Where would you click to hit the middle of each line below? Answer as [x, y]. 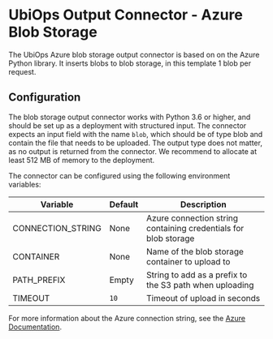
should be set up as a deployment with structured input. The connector [128, 125]
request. [22, 71]
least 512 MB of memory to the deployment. [82, 160]
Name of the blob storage [195, 251]
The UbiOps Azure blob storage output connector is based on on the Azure [134, 54]
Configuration [45, 98]
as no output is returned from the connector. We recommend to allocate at [133, 151]
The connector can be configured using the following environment [119, 175]
